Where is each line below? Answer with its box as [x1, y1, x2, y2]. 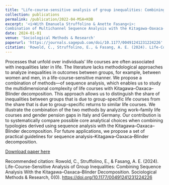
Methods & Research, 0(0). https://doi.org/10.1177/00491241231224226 [5, 174, 152, 180]
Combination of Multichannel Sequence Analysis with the [5, 26, 127, 31]
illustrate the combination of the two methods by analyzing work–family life [5, 107, 161, 113]
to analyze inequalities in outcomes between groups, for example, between [5, 69, 161, 75]
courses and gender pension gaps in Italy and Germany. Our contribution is [5, 112, 161, 118]
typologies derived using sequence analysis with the [5, 123, 114, 129]
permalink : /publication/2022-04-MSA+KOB [5, 17, 94, 22]
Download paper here [5, 148, 50, 154]
